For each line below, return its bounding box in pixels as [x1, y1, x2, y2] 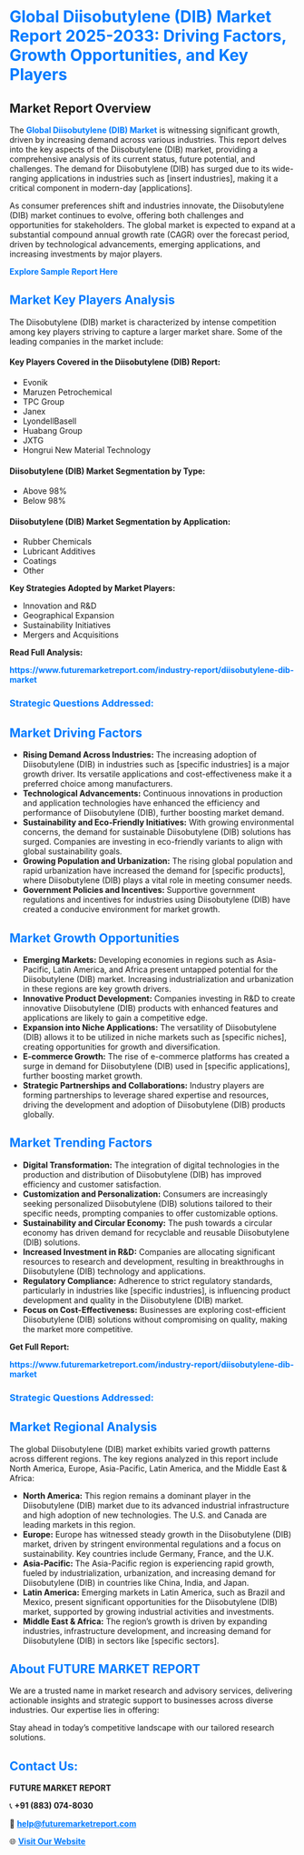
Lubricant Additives [22, 546, 96, 556]
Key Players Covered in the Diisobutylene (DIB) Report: [9, 356, 221, 367]
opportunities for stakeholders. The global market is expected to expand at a [9, 220, 296, 230]
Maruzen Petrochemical [22, 386, 113, 397]
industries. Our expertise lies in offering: [9, 1705, 160, 1716]
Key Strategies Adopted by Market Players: [9, 583, 176, 594]
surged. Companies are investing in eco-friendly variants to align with [22, 837, 283, 847]
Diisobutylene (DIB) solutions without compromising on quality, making [22, 1314, 288, 1325]
